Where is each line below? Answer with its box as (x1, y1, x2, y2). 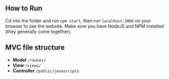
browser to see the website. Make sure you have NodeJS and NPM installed (5, 23, 164, 29)
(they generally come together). (5, 28, 72, 35)
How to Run (5, 4, 43, 13)
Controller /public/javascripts (12, 67, 80, 73)
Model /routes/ (12, 57, 46, 63)
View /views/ (12, 62, 42, 68)
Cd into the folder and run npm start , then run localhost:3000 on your (5, 17, 151, 23)
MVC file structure (5, 43, 65, 52)
